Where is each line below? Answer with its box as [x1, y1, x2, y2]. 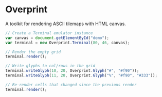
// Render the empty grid [5, 49, 61, 54]
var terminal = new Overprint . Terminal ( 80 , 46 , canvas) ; [5, 40, 130, 45]
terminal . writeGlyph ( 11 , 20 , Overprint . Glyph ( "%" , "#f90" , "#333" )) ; [5, 73, 158, 78]
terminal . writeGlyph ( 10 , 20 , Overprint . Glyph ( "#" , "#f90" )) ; [5, 68, 139, 73]
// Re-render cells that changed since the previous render [5, 82, 137, 87]
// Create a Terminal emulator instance [5, 30, 94, 35]
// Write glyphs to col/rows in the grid [5, 63, 96, 69]
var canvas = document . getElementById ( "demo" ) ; [5, 35, 110, 41]
